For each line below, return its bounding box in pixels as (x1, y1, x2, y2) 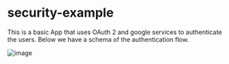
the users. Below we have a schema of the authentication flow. (7, 35, 189, 43)
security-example (7, 5, 114, 21)
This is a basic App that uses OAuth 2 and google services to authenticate (7, 28, 223, 36)
